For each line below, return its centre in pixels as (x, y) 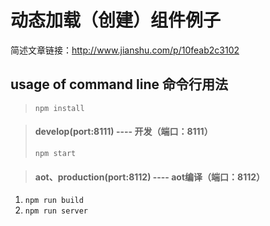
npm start (55, 153)
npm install (59, 108)
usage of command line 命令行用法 (119, 84)
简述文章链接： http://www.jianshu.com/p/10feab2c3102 (125, 50)
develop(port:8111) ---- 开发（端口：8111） (123, 132)
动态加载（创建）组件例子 (116, 20)
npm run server (56, 211)
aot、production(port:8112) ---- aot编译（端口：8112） (150, 177)
